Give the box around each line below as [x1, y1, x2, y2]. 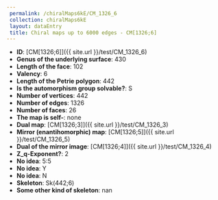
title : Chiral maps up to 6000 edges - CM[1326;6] [9, 29, 157, 36]
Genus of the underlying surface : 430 [16, 55, 126, 64]
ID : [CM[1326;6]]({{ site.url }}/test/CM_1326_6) [16, 48, 147, 56]
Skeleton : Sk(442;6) [16, 179, 75, 187]
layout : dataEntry [9, 23, 62, 29]
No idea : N [16, 172, 47, 180]
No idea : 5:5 [16, 157, 52, 165]
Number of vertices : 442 [16, 92, 88, 100]
